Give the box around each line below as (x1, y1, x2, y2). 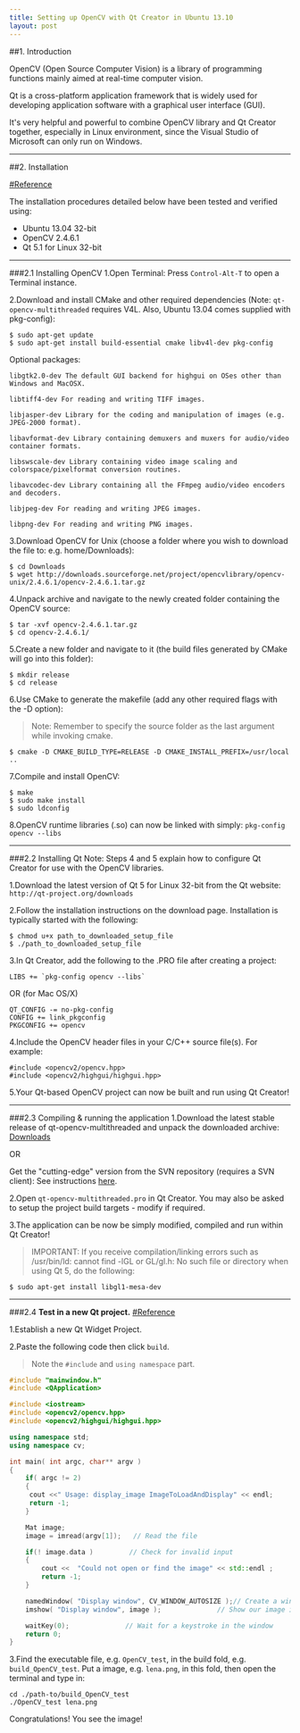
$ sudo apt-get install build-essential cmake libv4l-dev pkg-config (9, 338, 274, 347)
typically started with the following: (9, 914, 138, 925)
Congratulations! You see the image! (9, 1713, 143, 1724)
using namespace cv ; (9, 1441, 87, 1450)
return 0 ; (25, 1629, 62, 1638)
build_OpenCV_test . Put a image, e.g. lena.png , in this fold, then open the (9, 1663, 277, 1674)
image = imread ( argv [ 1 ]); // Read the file (25, 1531, 198, 1540)
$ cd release (9, 678, 58, 687)
